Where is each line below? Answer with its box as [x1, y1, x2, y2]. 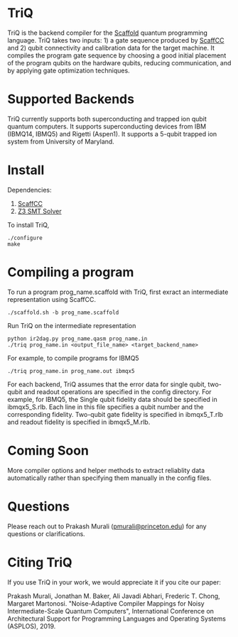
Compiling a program [7, 264, 134, 280]
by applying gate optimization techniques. [7, 66, 130, 75]
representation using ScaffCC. [7, 295, 97, 303]
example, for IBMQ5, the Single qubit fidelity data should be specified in [7, 395, 218, 403]
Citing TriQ [7, 554, 72, 570]
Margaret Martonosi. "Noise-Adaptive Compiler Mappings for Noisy [7, 599, 205, 608]
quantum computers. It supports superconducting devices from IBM [7, 122, 207, 131]
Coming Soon [7, 442, 89, 459]
